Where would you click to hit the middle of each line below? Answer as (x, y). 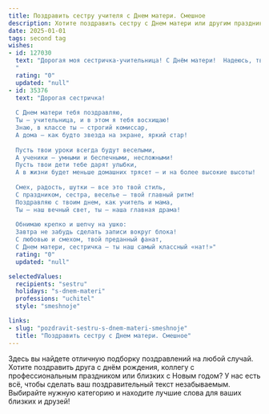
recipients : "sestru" (52, 284)
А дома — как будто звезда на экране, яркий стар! (102, 135)
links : (19, 321)
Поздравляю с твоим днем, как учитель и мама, (94, 202)
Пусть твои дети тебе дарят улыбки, (76, 165)
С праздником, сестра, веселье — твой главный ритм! (105, 195)
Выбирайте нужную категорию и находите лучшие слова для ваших (125, 392)
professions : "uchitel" (55, 299)
